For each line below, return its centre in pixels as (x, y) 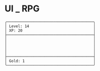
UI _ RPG (22, 9)
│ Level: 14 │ (50, 26)
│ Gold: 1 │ (50, 61)
